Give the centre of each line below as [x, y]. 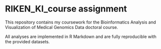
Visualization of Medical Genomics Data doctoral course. [62, 27]
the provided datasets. [27, 41]
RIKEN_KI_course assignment [66, 9]
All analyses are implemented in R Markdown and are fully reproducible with [81, 37]
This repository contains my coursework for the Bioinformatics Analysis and [80, 22]
